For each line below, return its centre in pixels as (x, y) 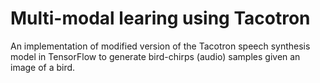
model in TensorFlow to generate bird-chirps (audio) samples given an (155, 56)
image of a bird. (43, 67)
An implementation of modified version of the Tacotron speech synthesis (160, 46)
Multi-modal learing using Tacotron (160, 18)
